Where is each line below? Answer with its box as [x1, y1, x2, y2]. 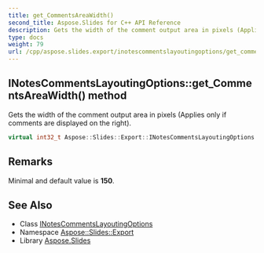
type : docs [8, 33, 44, 42]
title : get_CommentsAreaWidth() [8, 11, 114, 20]
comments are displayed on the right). [8, 118, 132, 128]
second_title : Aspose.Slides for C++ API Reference [8, 19, 181, 27]
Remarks [8, 155, 53, 168]
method [87, 89, 127, 103]
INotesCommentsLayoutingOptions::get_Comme [8, 77, 253, 90]
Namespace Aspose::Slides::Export [19, 228, 134, 237]
